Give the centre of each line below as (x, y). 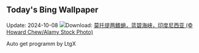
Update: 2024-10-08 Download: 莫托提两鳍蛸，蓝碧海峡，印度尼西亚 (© (100, 25)
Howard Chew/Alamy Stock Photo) (50, 32)
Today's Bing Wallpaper (52, 10)
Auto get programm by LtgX (41, 43)
